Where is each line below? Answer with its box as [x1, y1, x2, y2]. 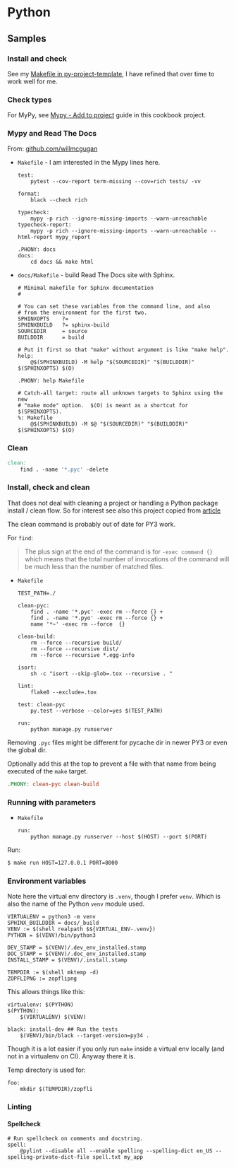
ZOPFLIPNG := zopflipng [7, 975, 77, 983]
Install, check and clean [7, 482, 90, 492]
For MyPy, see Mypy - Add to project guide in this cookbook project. [7, 111, 206, 119]
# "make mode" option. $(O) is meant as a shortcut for [17, 402, 189, 409]
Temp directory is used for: [7, 1065, 86, 1075]
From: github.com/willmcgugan [7, 144, 98, 153]
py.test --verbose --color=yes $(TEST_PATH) [30, 707, 163, 714]
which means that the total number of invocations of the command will [24, 554, 230, 563]
